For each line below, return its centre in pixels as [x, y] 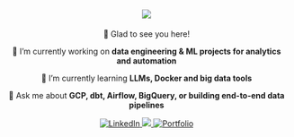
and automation [147, 60]
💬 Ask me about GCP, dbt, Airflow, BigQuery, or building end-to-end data [147, 95]
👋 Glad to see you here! [147, 34]
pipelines [147, 105]
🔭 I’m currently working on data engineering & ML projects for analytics [147, 51]
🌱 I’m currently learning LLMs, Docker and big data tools [147, 78]
